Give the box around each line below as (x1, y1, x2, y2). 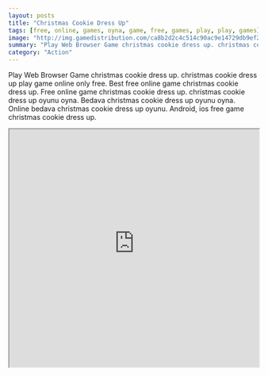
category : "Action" (8, 48, 73, 56)
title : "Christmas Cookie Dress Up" (8, 19, 129, 27)
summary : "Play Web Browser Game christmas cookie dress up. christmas (8, 41, 250, 49)
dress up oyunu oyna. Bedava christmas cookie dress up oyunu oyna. (8, 96, 235, 105)
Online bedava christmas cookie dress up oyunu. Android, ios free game (8, 104, 244, 113)
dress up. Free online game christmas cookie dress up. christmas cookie (8, 87, 246, 96)
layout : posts (8, 11, 56, 20)
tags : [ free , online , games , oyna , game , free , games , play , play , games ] (8, 26, 261, 34)
